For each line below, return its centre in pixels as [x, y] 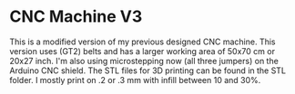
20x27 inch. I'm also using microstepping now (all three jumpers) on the [144, 61]
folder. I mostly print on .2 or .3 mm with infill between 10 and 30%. [135, 80]
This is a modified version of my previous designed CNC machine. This [142, 42]
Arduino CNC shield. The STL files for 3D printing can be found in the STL [148, 70]
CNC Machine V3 [76, 17]
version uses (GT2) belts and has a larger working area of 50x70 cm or [142, 51]
